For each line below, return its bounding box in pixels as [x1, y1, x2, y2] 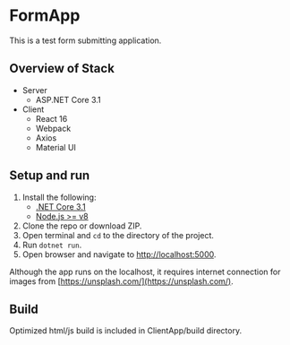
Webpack [35, 123, 72, 134]
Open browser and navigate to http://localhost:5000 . [21, 248, 217, 260]
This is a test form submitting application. [9, 35, 162, 46]
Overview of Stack [9, 61, 115, 76]
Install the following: [21, 192, 97, 203]
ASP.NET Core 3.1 [35, 94, 101, 105]
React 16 [35, 113, 68, 124]
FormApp [9, 5, 81, 26]
